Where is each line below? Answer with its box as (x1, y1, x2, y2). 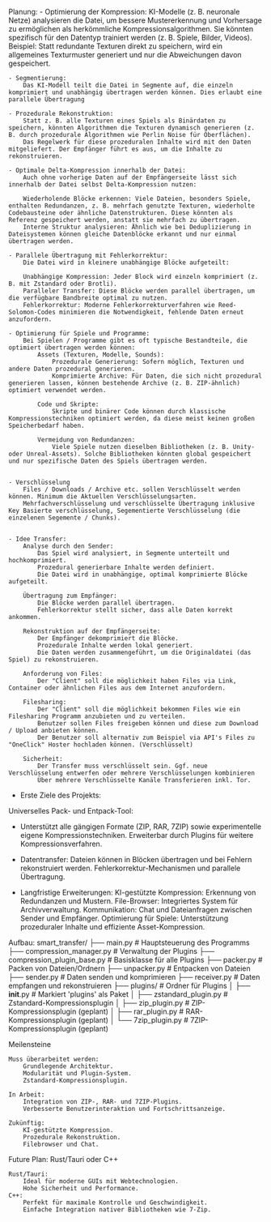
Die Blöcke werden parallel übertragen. (37, 599, 176, 607)
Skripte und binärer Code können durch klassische (51, 408, 227, 416)
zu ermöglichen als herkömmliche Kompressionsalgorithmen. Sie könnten (8, 24, 253, 33)
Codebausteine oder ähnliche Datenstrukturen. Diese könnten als (8, 209, 233, 217)
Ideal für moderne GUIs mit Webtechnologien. (23, 1177, 180, 1186)
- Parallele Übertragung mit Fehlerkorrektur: (8, 251, 168, 259)
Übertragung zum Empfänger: (23, 592, 117, 600)
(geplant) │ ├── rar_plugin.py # (78, 1006, 184, 1016)
